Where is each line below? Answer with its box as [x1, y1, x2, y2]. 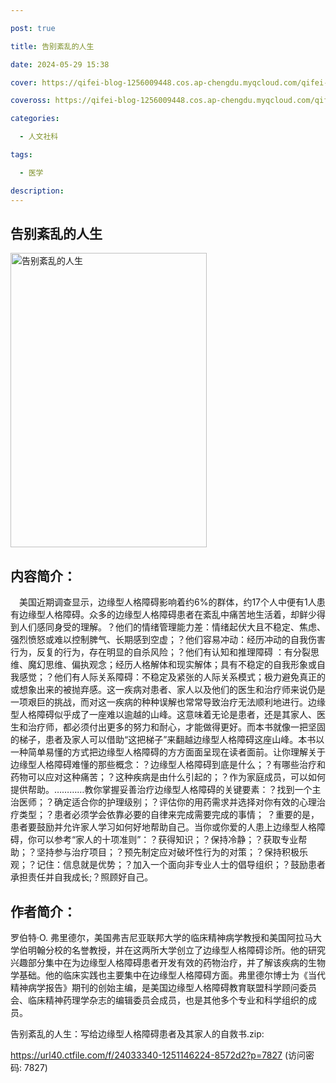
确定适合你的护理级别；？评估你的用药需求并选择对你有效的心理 [53, 796, 317, 808]
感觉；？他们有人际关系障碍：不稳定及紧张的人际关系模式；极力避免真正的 [18, 671, 326, 683]
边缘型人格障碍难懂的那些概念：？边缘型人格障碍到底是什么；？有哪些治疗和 [10, 759, 326, 771]
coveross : [10, 96, 52, 106]
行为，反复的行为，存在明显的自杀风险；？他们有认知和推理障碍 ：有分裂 [10, 646, 311, 658]
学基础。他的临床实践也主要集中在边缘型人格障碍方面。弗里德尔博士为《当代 [10, 969, 326, 981]
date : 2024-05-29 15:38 [10, 59, 110, 70]
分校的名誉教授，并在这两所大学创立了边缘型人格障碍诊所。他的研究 [44, 944, 326, 956]
